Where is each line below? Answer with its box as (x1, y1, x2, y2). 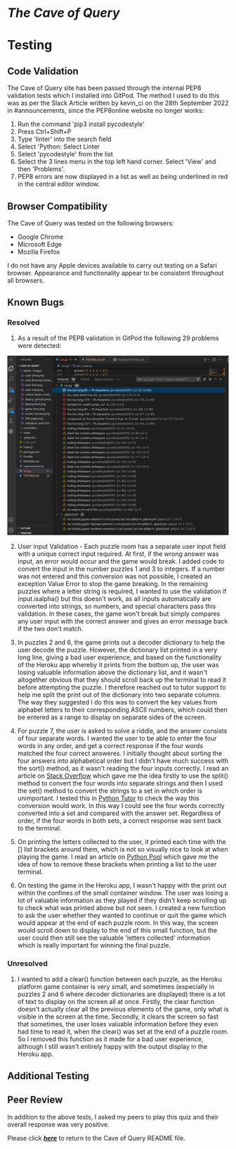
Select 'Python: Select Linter (17, 142, 100, 151)
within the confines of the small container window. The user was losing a (17, 889, 228, 898)
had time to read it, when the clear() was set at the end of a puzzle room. (17, 1027, 229, 1036)
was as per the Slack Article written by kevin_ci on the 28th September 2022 (7, 99, 229, 107)
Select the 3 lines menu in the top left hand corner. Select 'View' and (17, 157, 216, 166)
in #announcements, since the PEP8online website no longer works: (7, 106, 204, 115)
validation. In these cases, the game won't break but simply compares (17, 609, 221, 618)
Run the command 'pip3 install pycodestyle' (17, 120, 145, 128)
